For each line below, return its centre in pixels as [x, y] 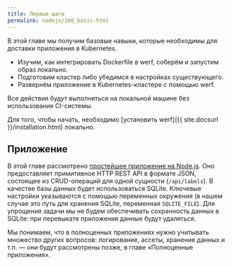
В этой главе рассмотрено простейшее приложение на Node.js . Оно [111, 166]
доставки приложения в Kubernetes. [62, 48]
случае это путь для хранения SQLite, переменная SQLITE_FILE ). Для [111, 204]
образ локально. [43, 69]
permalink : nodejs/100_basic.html [58, 21]
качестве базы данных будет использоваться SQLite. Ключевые [104, 189]
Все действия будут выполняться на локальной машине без [98, 98]
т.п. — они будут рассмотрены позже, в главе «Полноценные [100, 248]
